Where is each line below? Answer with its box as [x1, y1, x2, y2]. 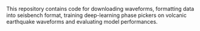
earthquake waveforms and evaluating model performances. [6, 18, 158, 25]
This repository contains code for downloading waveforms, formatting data [6, 5, 195, 12]
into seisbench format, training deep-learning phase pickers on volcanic [6, 12, 187, 19]
